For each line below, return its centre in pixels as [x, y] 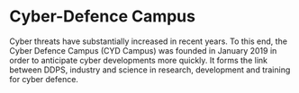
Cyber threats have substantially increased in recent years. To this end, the [149, 41]
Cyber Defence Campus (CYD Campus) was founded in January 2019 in [143, 50]
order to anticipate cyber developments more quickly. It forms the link [139, 60]
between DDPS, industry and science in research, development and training [150, 70]
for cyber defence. [44, 79]
